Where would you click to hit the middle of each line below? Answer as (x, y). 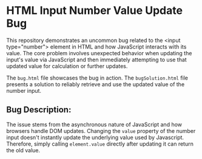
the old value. (23, 150)
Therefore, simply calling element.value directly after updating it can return (100, 144)
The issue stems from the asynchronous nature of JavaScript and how (94, 124)
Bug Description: (39, 110)
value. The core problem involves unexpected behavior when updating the (99, 53)
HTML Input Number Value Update (95, 11)
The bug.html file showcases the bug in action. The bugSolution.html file (97, 78)
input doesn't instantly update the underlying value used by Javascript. (95, 137)
